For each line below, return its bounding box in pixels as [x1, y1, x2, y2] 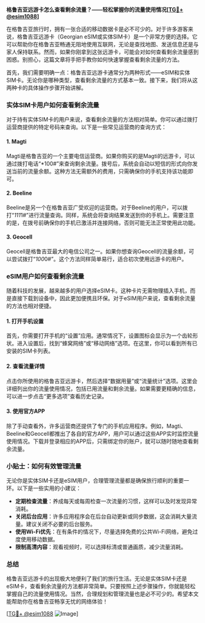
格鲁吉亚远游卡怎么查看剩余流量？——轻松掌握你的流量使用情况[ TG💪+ [6, 6, 184, 13]
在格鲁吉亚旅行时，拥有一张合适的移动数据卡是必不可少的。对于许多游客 [6, 26, 188, 32]
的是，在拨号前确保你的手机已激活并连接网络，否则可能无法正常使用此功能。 [6, 219, 199, 226]
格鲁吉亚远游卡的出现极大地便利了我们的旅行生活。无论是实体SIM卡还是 [6, 575, 187, 582]
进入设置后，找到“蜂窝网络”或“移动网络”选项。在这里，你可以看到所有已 [16, 340, 198, 347]
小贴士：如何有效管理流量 [6, 462, 82, 470]
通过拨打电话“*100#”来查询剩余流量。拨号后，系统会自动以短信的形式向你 [6, 160, 193, 167]
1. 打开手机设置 [6, 317, 44, 325]
